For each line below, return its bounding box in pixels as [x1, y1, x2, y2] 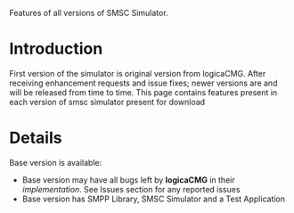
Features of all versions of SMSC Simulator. [9, 8, 168, 18]
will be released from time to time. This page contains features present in [9, 86, 278, 97]
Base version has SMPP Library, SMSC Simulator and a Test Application [21, 193, 286, 204]
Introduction [9, 39, 103, 59]
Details [9, 128, 62, 148]
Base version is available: [9, 157, 102, 168]
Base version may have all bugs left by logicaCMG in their [21, 174, 235, 185]
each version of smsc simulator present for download [9, 96, 206, 107]
